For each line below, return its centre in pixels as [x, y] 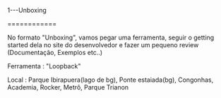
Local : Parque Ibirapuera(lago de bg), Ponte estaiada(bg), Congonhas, [110, 80]
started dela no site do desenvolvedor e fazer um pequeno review [103, 45]
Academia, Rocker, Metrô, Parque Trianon [68, 87]
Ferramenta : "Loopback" [44, 66]
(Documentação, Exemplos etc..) [55, 53]
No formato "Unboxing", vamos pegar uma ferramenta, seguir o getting [111, 37]
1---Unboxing [27, 10]
